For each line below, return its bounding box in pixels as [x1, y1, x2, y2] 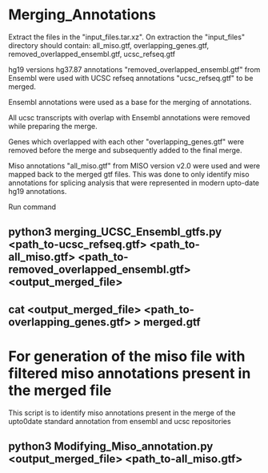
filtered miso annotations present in [8, 364, 251, 382]
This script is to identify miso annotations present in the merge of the [8, 407, 236, 418]
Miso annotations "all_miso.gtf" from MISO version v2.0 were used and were [8, 160, 261, 170]
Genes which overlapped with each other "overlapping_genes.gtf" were [8, 136, 245, 146]
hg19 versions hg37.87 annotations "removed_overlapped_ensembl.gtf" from [8, 64, 261, 74]
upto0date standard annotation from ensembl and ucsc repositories [8, 416, 231, 426]
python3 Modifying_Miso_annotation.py [8, 439, 214, 454]
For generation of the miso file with [8, 347, 246, 366]
